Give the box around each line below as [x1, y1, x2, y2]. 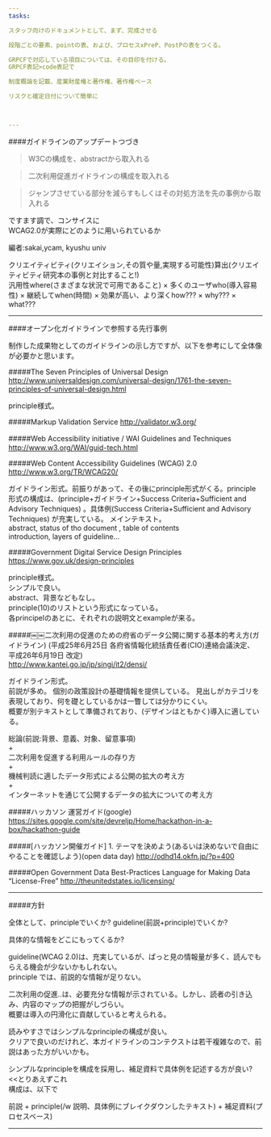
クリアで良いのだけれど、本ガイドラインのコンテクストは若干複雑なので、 [8, 1036, 256, 1046]
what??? [8, 299, 36, 309]
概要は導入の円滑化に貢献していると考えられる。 [8, 1009, 171, 1019]
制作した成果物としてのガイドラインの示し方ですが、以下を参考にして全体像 [8, 340, 262, 350]
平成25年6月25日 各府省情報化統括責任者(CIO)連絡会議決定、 [51, 640, 255, 650]
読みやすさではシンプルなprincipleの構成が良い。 [8, 1026, 172, 1036]
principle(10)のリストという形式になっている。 [8, 603, 163, 613]
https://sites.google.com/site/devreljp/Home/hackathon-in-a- [8, 815, 213, 825]
